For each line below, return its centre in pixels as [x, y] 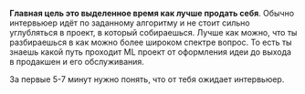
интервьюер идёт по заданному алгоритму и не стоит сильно [130, 23]
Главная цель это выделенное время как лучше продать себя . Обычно [152, 13]
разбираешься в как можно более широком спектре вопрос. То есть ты [151, 42]
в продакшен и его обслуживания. [77, 62]
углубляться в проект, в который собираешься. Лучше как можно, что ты [153, 32]
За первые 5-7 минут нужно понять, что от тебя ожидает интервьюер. [147, 79]
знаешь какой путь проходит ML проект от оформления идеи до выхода [151, 52]
